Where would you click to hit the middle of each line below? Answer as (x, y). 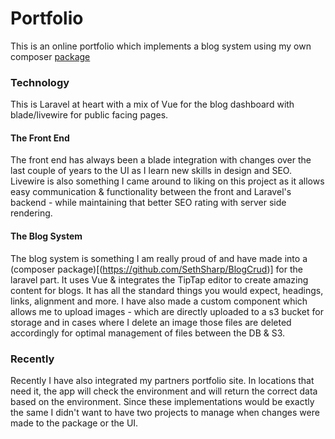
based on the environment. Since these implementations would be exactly (162, 401)
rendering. (31, 213)
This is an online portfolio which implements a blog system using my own (161, 46)
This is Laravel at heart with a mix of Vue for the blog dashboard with (152, 104)
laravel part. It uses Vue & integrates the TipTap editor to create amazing (159, 279)
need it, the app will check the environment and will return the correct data (164, 391)
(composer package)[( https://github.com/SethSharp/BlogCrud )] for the (156, 269)
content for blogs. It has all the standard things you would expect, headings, (167, 290)
